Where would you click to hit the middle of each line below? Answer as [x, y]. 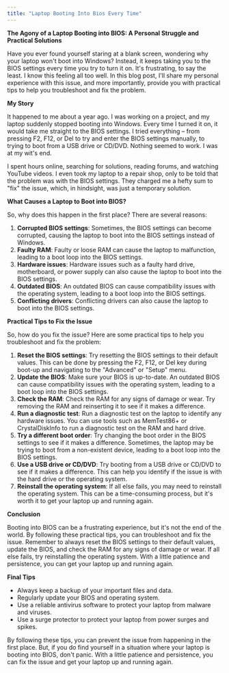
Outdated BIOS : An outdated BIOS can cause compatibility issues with [116, 286]
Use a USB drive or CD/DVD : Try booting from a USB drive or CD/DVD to [119, 464]
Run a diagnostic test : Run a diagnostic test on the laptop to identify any [119, 413]
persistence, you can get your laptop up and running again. [91, 563]
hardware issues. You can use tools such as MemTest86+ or [102, 420]
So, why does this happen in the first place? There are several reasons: [107, 215]
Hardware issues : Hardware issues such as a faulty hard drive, [106, 264]
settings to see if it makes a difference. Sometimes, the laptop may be [115, 442]
